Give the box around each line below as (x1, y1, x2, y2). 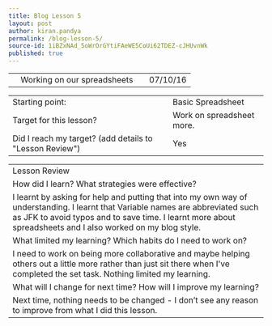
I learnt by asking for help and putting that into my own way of (12, 192, 248, 202)
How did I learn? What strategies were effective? (12, 179, 197, 189)
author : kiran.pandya (8, 27, 82, 35)
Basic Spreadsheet (172, 96, 244, 108)
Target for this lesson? (12, 115, 97, 125)
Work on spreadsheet (172, 110, 255, 121)
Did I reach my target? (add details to (12, 133, 153, 144)
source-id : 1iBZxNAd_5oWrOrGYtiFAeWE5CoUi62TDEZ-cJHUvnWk (8, 42, 208, 50)
